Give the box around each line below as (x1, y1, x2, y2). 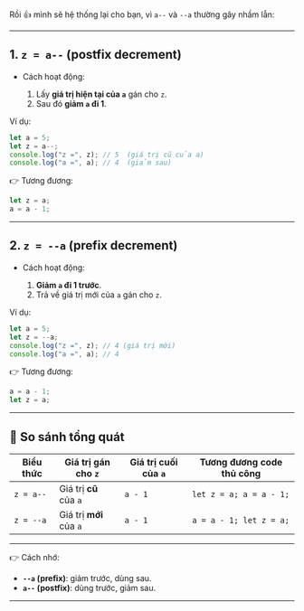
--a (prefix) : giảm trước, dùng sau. (22, 572, 152, 583)
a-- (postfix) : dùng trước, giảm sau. (22, 582, 157, 593)
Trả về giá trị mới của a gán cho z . (35, 289, 163, 300)
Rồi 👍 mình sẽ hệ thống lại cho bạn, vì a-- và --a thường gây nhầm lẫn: (9, 9, 275, 20)
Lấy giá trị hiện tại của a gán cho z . (35, 89, 167, 99)
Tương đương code (199, 456, 283, 468)
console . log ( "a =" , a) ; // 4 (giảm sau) (9, 158, 172, 167)
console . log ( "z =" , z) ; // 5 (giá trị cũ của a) (9, 150, 204, 159)
